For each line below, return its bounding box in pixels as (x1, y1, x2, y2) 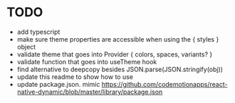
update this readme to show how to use (16, 72, 133, 81)
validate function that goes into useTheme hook (16, 57, 157, 66)
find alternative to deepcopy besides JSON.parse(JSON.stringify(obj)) (16, 65, 224, 73)
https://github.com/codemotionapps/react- (101, 80, 228, 88)
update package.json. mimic (16, 80, 100, 88)
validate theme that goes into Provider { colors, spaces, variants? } (16, 50, 213, 59)
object (16, 42, 36, 51)
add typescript (16, 28, 61, 36)
